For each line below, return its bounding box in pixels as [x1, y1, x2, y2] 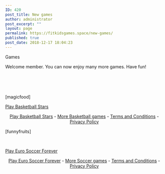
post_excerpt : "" [5, 21, 42, 27]
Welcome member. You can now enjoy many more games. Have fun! [5, 63, 146, 69]
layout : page [5, 26, 33, 31]
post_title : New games [5, 12, 53, 17]
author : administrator [5, 17, 53, 22]
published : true [5, 36, 39, 41]
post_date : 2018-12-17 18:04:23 [5, 40, 73, 45]
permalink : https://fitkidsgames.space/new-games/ [5, 31, 113, 36]
